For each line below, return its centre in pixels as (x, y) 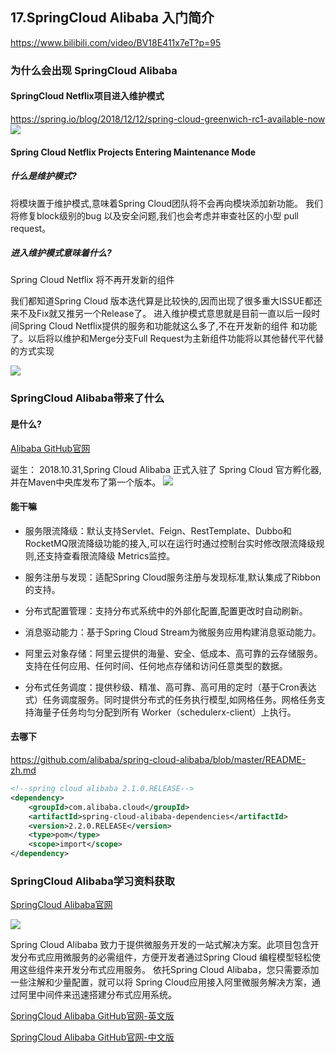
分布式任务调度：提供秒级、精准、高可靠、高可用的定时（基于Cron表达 (170, 687)
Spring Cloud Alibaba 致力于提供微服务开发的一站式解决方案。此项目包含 (160, 945)
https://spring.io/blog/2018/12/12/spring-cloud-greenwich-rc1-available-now (168, 119)
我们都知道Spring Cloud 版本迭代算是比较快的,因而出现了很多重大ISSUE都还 (166, 301)
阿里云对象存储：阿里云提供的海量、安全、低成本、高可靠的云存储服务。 (173, 653)
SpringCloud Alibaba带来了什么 (87, 398)
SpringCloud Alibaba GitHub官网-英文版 (92, 1016)
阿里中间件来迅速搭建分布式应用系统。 (97, 995)
